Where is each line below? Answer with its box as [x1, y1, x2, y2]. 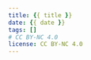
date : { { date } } [8, 19, 66, 26]
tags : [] [8, 26, 37, 34]
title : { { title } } [8, 11, 73, 19]
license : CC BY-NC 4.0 [8, 41, 83, 48]
